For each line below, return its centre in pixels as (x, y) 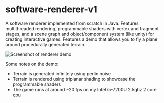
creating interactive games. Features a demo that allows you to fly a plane (81, 39)
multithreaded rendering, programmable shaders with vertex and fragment (82, 28)
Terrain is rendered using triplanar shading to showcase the (74, 79)
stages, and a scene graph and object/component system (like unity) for (80, 34)
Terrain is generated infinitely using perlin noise (62, 73)
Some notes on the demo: (32, 64)
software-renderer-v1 (51, 9)
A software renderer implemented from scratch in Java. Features (72, 23)
